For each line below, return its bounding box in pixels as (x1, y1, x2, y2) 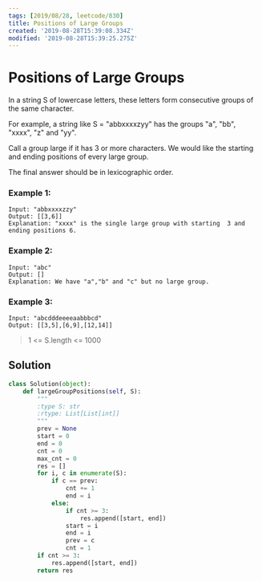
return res (37, 567, 74, 575)
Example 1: (8, 188, 51, 199)
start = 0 (37, 433, 70, 441)
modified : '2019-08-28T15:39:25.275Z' (8, 34, 138, 43)
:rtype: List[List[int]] (37, 410, 120, 418)
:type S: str (37, 402, 81, 410)
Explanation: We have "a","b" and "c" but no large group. (8, 278, 210, 286)
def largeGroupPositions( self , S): (22, 387, 142, 396)
